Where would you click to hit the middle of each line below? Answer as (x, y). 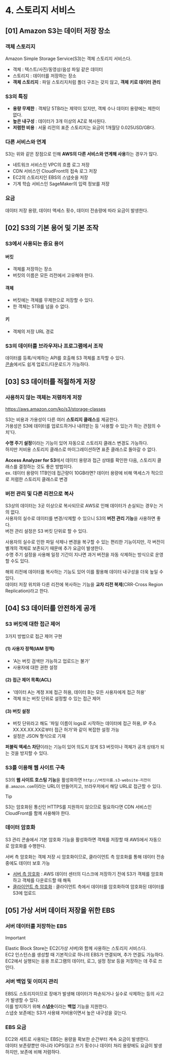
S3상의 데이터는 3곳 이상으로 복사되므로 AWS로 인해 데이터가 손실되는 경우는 (81, 505)
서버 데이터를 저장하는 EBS (36, 926)
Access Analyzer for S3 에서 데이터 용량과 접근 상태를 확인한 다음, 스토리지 (81, 460)
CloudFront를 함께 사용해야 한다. (38, 813)
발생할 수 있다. (25, 1000)
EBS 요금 (16, 1027)
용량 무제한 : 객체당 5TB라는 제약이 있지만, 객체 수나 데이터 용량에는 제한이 (86, 109)
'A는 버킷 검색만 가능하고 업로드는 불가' (51, 661)
